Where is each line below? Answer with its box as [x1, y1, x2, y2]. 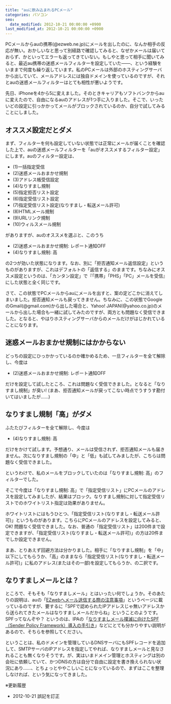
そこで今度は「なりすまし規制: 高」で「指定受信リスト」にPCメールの [5, 487, 153, 493]
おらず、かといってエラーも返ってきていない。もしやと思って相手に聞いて [5, 54, 160, 60]
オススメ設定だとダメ [5, 125, 72, 134]
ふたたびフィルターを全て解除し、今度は [5, 424, 90, 431]
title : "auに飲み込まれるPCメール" [5, 7, 73, 13]
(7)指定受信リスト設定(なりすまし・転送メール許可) [12, 202, 121, 208]
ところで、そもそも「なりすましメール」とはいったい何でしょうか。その [5, 590, 157, 597]
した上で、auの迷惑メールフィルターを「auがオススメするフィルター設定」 [5, 146, 163, 153]
